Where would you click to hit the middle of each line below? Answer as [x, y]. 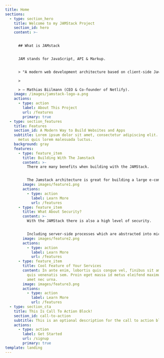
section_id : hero [31, 28]
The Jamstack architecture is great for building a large [87, 180]
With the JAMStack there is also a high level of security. [89, 221]
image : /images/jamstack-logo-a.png [51, 94]
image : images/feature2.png [51, 238]
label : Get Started [42, 334]
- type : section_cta [30, 307]
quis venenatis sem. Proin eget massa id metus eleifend [86, 275]
